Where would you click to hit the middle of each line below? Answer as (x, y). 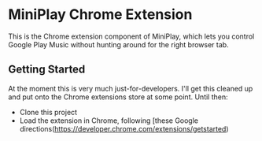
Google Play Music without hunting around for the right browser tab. (119, 44)
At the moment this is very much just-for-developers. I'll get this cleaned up (131, 88)
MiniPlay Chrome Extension (100, 15)
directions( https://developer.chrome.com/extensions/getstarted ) (124, 128)
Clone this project (48, 112)
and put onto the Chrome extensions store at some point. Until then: (118, 97)
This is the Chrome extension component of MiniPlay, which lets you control (131, 36)
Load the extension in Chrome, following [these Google (109, 121)
